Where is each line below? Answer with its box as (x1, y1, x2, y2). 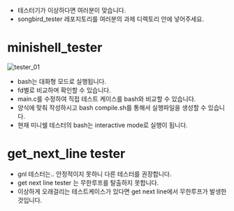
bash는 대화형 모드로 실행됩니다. (17, 77, 107, 85)
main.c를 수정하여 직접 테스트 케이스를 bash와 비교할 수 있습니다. (17, 94, 196, 103)
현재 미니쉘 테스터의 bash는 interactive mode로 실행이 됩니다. (17, 121, 189, 129)
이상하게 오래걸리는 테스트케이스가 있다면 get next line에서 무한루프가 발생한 (17, 187, 227, 196)
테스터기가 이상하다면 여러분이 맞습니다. (17, 6, 126, 14)
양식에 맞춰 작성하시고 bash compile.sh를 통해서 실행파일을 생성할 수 (17, 103, 207, 112)
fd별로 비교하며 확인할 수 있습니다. (17, 86, 112, 94)
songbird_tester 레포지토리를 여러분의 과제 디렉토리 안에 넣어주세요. (17, 15, 205, 23)
